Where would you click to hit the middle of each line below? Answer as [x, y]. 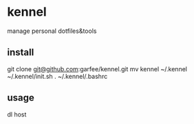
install [21, 52]
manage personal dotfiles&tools [52, 31]
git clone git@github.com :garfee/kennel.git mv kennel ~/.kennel [97, 69]
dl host [17, 114]
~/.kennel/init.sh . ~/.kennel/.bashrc [57, 76]
